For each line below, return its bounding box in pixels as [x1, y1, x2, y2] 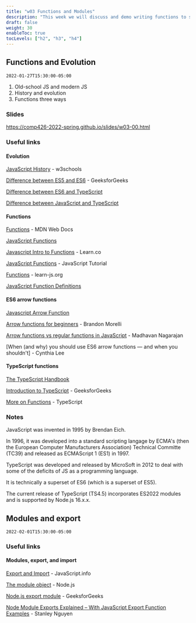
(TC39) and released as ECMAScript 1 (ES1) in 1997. [6, 450, 130, 457]
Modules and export [6, 513, 81, 524]
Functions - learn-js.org [6, 271, 63, 278]
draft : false [6, 19, 38, 25]
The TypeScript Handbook [6, 376, 70, 383]
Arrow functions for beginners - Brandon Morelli [6, 320, 122, 328]
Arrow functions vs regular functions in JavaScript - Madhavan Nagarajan [6, 332, 184, 339]
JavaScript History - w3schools [6, 166, 82, 173]
